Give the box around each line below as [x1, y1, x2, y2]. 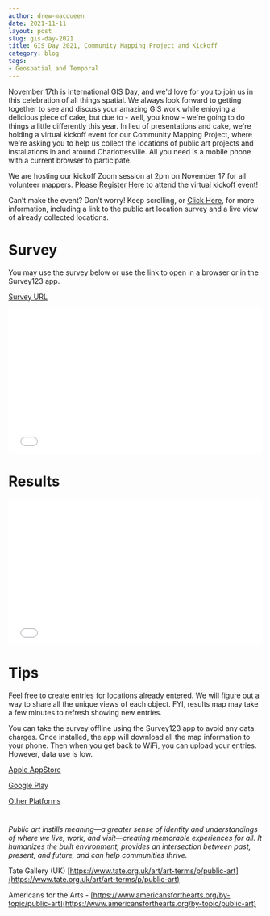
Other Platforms [8, 796, 61, 806]
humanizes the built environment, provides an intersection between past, [8, 842, 251, 851]
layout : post [8, 27, 52, 35]
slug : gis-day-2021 [8, 34, 74, 43]
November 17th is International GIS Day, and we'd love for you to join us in [8, 87, 254, 96]
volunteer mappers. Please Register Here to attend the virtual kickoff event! [8, 179, 259, 189]
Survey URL [8, 292, 48, 302]
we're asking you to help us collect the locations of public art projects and [8, 138, 254, 148]
